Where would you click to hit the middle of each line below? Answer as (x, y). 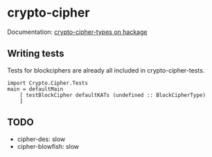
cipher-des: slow (41, 139)
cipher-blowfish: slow (48, 146)
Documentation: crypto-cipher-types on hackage (77, 32)
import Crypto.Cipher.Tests (48, 83)
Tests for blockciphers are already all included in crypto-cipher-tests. (106, 70)
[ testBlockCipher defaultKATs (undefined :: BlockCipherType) (113, 95)
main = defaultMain (35, 89)
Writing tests (36, 54)
